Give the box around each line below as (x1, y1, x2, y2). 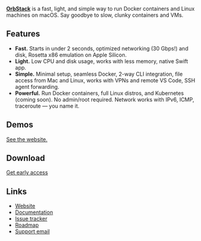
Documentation (14, 209, 53, 216)
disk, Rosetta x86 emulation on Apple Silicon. (14, 51, 127, 58)
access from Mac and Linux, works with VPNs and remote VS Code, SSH (14, 76, 196, 84)
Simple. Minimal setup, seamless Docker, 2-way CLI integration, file (14, 70, 183, 78)
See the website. (6, 135, 48, 143)
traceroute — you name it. (14, 102, 80, 109)
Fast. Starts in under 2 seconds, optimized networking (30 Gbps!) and (14, 44, 189, 52)
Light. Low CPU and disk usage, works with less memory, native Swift (14, 57, 188, 65)
